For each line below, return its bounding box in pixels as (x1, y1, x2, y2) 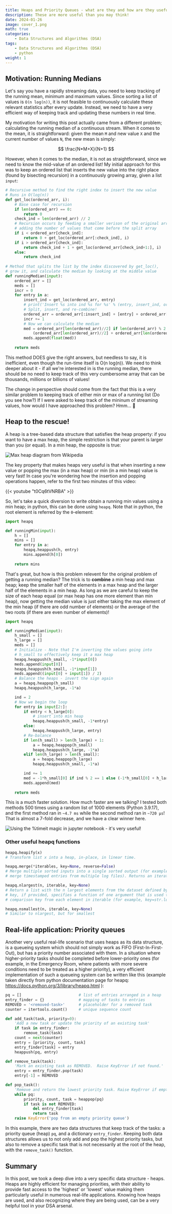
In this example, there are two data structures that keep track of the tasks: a (5, 1125, 165, 1131)
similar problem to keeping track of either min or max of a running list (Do (5, 391, 160, 398)
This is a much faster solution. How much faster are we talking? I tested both (5, 799, 167, 805)
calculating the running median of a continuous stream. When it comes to (5, 125, 160, 131)
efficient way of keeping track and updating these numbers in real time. (5, 110, 156, 116)
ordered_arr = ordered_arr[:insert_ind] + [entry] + (24, 312, 139, 317)
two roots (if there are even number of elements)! (5, 609, 110, 615)
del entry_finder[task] (32, 1106, 83, 1111)
